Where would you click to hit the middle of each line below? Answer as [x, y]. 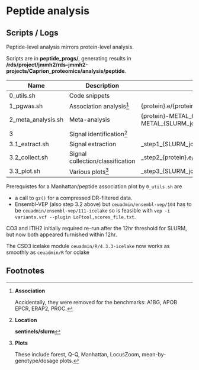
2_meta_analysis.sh [36, 120]
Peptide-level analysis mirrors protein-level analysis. [70, 47]
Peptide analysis [48, 11]
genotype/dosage [36, 361]
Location [26, 320]
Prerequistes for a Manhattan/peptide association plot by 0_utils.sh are [94, 186]
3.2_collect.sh [29, 157]
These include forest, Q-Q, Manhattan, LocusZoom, [78, 354]
